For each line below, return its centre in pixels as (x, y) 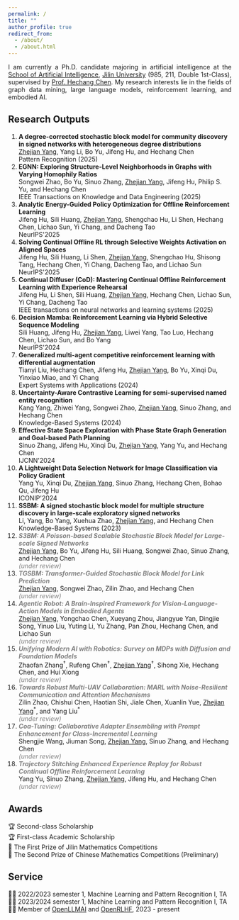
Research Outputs (49, 119)
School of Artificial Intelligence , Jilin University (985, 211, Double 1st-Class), (120, 74)
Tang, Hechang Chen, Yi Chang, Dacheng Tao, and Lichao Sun (110, 264)
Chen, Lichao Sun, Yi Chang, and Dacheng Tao (87, 227)
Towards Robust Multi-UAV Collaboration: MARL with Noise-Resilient (123, 688)
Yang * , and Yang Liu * (49, 711)
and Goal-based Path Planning (64, 437)
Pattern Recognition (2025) (58, 159)
